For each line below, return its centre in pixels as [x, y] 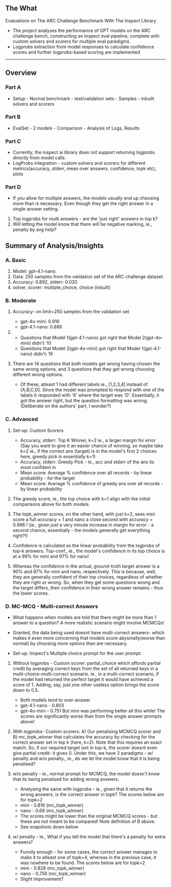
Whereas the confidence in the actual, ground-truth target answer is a [86, 566]
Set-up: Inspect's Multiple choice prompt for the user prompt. [77, 653]
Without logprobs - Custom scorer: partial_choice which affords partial [87, 663]
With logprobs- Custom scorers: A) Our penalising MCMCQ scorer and [87, 731]
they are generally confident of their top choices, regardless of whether [88, 577]
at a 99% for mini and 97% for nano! [51, 556]
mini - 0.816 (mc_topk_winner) [52, 805]
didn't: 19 [44, 354]
